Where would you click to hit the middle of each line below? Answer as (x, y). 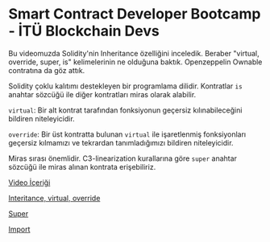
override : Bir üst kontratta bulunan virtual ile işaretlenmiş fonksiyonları (127, 134)
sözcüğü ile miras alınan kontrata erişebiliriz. (82, 166)
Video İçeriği (29, 183)
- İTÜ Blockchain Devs (84, 31)
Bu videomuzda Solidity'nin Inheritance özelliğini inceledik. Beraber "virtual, (134, 53)
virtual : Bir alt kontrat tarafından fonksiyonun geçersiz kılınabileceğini (125, 110)
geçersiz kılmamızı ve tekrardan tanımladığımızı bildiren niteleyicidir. (121, 142)
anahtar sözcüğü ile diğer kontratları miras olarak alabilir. (102, 94)
